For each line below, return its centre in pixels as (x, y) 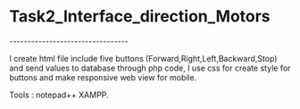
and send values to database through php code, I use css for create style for (150, 68)
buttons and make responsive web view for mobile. (103, 77)
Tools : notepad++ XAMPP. (59, 95)
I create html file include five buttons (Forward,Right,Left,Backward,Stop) (143, 58)
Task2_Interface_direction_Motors (140, 17)
